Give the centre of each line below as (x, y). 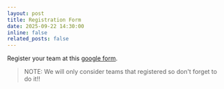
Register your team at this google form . (63, 58)
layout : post (26, 13)
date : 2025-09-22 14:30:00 (46, 26)
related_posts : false (38, 39)
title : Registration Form (44, 20)
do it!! (32, 79)
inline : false (27, 33)
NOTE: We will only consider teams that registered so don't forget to (121, 72)
